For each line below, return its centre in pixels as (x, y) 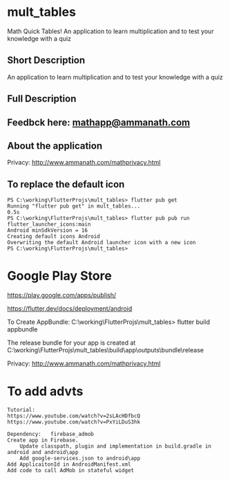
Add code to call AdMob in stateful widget (71, 471)
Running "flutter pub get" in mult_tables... (74, 206)
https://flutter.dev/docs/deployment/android (70, 309)
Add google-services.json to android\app (80, 459)
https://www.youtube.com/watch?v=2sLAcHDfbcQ (74, 416)
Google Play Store (59, 276)
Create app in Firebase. (43, 440)
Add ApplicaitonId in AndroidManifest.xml (69, 464)
